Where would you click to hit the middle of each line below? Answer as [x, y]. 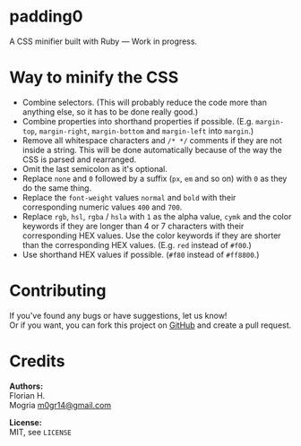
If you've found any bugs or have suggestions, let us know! [118, 315]
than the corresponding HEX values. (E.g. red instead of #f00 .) [137, 244]
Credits [37, 361]
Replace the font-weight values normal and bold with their [129, 197]
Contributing [58, 291]
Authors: [26, 386]
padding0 [46, 17]
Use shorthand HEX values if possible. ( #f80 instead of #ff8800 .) [141, 254]
